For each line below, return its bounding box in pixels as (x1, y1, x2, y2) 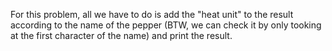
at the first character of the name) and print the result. (10, 30, 233, 41)
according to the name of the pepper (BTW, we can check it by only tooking (10, 19, 322, 31)
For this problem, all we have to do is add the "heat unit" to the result (10, 9, 294, 20)
